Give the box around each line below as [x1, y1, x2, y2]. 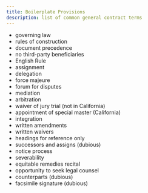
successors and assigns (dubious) [15, 141, 101, 148]
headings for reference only [15, 134, 85, 141]
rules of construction [15, 38, 68, 45]
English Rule [15, 57, 47, 64]
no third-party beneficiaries [15, 50, 84, 58]
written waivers [15, 128, 54, 135]
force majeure [15, 76, 50, 84]
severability [15, 154, 44, 161]
